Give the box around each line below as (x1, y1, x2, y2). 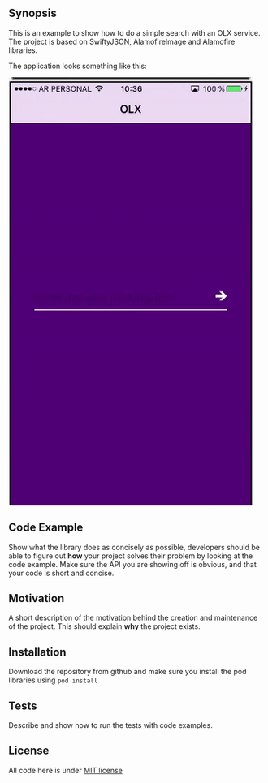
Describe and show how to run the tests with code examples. (8, 721, 213, 730)
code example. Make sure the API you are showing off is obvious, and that (8, 559, 257, 569)
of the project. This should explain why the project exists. (8, 622, 201, 631)
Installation (8, 645, 67, 659)
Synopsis (8, 6, 57, 20)
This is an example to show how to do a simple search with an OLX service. (8, 28, 261, 37)
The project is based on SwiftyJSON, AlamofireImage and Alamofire (8, 37, 236, 46)
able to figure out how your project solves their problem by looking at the (8, 551, 253, 561)
